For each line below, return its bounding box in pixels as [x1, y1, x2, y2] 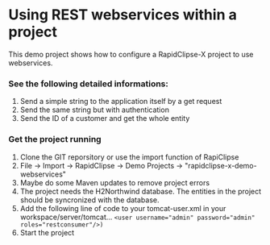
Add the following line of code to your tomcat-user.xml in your [19, 203, 226, 213]
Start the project [19, 227, 75, 237]
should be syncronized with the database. [19, 195, 160, 205]
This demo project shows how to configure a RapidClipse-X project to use [8, 49, 254, 59]
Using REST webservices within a [8, 6, 238, 24]
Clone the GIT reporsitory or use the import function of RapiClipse [19, 152, 239, 162]
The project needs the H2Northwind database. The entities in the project [19, 186, 262, 196]
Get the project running [8, 134, 102, 145]
